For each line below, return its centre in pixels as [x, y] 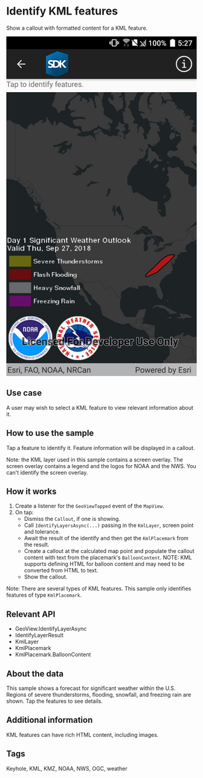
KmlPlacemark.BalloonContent [53, 655]
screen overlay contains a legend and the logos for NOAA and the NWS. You [101, 466]
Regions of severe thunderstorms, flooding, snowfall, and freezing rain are [99, 695]
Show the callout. [46, 577]
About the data [35, 673]
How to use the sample [50, 433]
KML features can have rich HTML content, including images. [82, 734]
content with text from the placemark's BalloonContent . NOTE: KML [108, 558]
